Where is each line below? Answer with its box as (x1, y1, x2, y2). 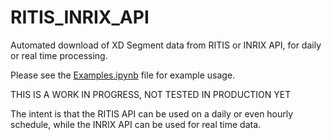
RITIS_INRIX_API (10, 6, 150, 29)
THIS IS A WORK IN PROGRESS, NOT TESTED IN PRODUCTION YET (10, 88, 292, 100)
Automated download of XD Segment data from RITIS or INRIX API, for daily (10, 39, 322, 51)
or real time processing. (10, 49, 108, 61)
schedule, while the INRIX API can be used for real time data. (10, 118, 262, 130)
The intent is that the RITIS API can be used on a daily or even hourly (10, 107, 294, 120)
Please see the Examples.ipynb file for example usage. (10, 69, 236, 81)
